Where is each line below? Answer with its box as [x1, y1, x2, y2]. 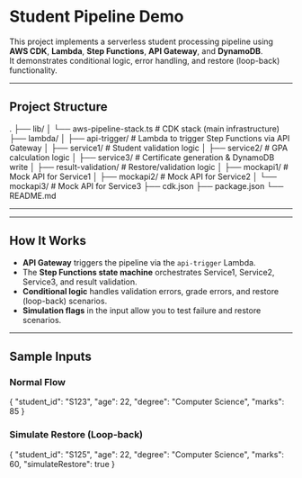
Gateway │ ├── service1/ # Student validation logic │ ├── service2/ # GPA [9, 142, 289, 153]
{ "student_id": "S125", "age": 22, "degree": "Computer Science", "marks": [9, 448, 285, 460]
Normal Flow [9, 375, 66, 388]
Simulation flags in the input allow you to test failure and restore [22, 304, 262, 316]
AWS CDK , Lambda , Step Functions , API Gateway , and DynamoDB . [9, 45, 263, 56]
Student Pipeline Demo [9, 6, 184, 27]
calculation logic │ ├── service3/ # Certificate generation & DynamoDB [9, 151, 275, 163]
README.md [9, 190, 57, 201]
